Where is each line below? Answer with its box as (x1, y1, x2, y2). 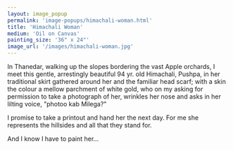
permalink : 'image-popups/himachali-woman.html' (7, 17, 153, 24)
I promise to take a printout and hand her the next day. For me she (7, 113, 199, 122)
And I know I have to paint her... (7, 135, 99, 143)
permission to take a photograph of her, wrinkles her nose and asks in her (7, 92, 222, 101)
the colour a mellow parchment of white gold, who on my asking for (7, 85, 203, 93)
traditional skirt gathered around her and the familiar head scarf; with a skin (7, 77, 227, 85)
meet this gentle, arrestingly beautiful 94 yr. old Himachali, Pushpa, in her (7, 70, 220, 78)
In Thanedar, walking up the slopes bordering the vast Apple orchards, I (7, 63, 215, 70)
